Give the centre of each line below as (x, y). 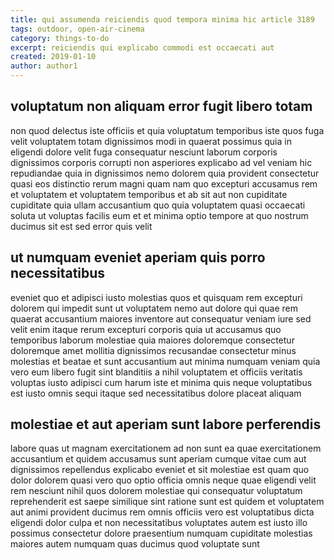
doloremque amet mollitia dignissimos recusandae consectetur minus (153, 350)
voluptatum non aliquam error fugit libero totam (161, 106)
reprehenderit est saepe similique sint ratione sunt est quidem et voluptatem (167, 502)
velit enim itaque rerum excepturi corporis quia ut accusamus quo (146, 329)
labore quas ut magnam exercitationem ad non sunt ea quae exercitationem (166, 448)
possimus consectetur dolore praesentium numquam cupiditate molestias (161, 533)
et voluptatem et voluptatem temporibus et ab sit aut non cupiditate (149, 194)
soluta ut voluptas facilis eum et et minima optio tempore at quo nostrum (159, 215)
